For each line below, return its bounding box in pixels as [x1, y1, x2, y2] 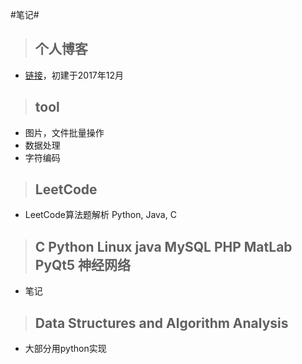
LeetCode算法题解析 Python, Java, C [24, 209, 177, 221]
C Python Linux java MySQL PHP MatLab [34, 238, 293, 255]
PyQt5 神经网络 [34, 256, 132, 273]
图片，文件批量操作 [24, 126, 105, 138]
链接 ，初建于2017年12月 [24, 69, 125, 81]
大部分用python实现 [24, 343, 107, 355]
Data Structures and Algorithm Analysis [34, 314, 289, 332]
